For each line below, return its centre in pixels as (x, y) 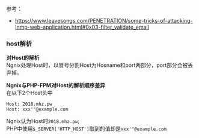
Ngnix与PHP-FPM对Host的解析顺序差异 (56, 85)
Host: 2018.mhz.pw (29, 104)
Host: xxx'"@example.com (37, 109)
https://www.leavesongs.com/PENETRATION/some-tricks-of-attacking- (104, 21)
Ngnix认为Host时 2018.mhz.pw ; (43, 121)
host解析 (19, 44)
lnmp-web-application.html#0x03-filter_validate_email (82, 27)
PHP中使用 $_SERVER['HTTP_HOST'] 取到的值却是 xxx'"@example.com (87, 129)
